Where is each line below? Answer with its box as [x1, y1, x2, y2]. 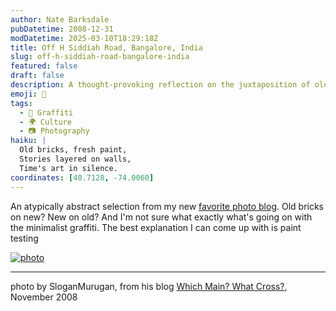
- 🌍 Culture [19, 117, 72, 127]
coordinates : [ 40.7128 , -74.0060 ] [10, 172, 155, 183]
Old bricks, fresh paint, [19, 145, 128, 155]
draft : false [10, 71, 65, 81]
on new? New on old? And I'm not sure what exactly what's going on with [10, 211, 313, 223]
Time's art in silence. [19, 163, 118, 173]
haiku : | [10, 136, 47, 146]
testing [10, 232, 39, 244]
